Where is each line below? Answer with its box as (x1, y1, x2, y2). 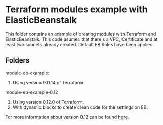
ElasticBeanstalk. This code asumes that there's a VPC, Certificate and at (5, 36, 158, 42)
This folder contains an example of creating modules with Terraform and (5, 31, 156, 37)
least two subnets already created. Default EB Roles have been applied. (5, 41, 154, 47)
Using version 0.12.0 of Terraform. (12, 99, 84, 105)
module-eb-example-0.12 (5, 89, 58, 95)
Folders (5, 56, 30, 65)
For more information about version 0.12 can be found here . (5, 114, 129, 120)
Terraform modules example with (5, 4, 148, 15)
